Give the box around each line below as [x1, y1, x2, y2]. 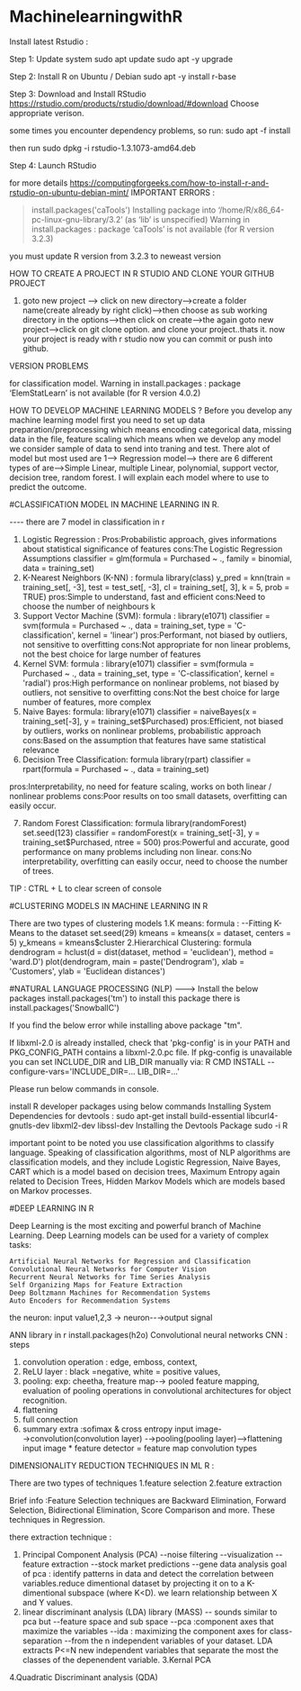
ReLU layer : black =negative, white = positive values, [22, 1366, 221, 1377]
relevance [22, 744, 60, 755]
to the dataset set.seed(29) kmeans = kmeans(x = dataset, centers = [36, 927, 292, 938]
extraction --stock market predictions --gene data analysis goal [50, 1559, 288, 1569]
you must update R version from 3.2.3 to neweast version [9, 250, 222, 261]
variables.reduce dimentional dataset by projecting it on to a [22, 1577, 245, 1588]
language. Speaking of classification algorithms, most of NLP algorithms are [9, 1147, 291, 1158]
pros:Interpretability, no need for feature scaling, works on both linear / [9, 781, 272, 792]
